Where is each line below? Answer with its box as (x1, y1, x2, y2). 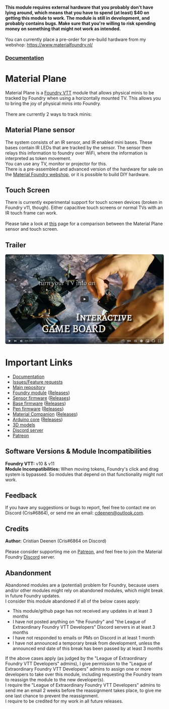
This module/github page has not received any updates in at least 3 (12, 608, 152, 614)
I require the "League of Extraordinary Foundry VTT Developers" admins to (5, 682, 161, 688)
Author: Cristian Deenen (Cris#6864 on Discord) (5, 538, 107, 544)
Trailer (5, 241, 26, 249)
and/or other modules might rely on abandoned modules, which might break (5, 587, 163, 593)
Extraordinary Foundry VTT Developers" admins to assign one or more (5, 666, 151, 672)
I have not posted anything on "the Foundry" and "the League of (12, 618, 146, 625)
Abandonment (5, 569, 52, 577)
